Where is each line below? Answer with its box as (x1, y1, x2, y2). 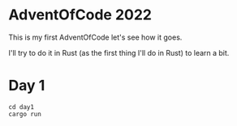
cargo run (8, 110, 42, 118)
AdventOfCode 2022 (8, 6, 153, 24)
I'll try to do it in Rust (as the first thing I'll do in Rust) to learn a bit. (8, 48, 230, 57)
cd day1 (8, 103, 35, 111)
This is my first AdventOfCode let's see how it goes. (8, 32, 183, 42)
